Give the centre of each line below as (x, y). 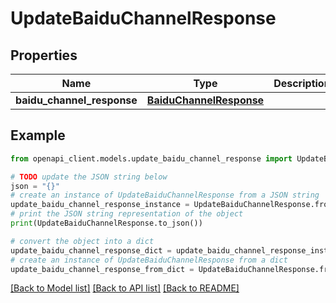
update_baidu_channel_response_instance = (100, 205)
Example (38, 135)
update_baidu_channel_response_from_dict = (102, 269)
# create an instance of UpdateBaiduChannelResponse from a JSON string (165, 195)
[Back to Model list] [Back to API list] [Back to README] (125, 288)
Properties (44, 55)
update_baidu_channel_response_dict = (91, 250)
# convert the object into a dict (82, 241)
